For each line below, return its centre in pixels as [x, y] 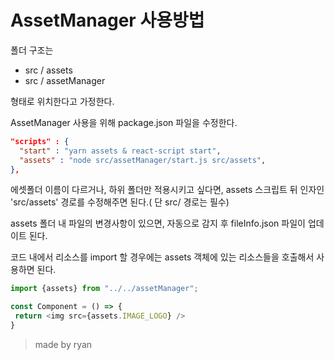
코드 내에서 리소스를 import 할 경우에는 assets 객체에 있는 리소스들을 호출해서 [162, 257]
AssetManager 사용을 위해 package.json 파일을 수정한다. [124, 122]
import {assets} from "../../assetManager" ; [104, 289]
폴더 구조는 [32, 50]
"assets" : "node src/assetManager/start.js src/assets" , [143, 160]
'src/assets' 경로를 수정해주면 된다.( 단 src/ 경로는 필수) [120, 202]
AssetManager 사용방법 [107, 20]
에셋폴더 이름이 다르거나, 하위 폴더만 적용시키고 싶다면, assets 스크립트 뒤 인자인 [167, 190]
